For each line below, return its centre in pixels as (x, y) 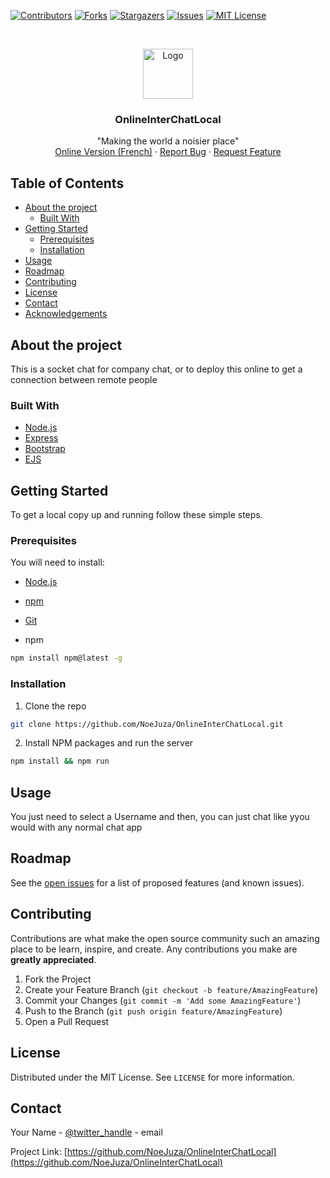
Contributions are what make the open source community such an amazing (165, 938)
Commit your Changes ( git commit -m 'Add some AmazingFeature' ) (163, 1000)
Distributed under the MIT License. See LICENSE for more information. (152, 1077)
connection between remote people (84, 379)
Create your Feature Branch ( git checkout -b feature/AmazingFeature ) (171, 989)
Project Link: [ (39, 1152)
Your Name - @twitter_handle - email (86, 1132)
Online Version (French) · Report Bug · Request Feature (168, 152)
